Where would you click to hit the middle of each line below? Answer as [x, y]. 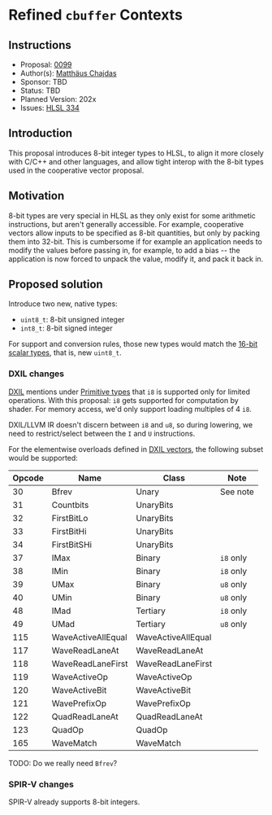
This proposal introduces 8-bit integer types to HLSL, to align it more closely [136, 153]
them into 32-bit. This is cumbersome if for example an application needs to [135, 241]
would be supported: [43, 458]
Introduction [41, 133]
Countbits [70, 505]
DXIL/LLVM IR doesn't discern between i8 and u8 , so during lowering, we [131, 424]
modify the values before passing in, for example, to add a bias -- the [125, 250]
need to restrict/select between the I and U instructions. [102, 433]
